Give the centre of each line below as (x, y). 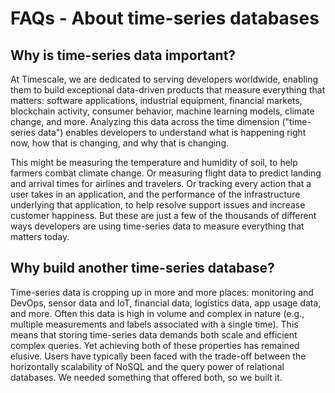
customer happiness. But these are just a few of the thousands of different (163, 215)
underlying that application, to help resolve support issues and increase (158, 205)
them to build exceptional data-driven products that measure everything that (168, 90)
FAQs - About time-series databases (165, 18)
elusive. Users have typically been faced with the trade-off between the (158, 356)
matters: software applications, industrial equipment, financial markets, (156, 100)
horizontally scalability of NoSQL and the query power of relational (147, 366)
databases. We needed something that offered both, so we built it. (146, 377)
